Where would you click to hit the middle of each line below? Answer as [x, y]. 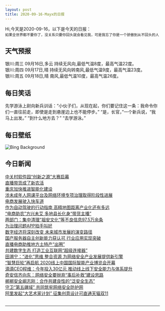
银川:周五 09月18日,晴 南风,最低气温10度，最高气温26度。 [63, 76]
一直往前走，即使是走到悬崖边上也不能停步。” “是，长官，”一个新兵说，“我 [82, 112]
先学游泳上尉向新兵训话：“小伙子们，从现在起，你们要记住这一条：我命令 [79, 106]
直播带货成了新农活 [25, 183]
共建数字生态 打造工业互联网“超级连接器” [46, 250]
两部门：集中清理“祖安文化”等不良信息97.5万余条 [54, 220]
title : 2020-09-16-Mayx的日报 [35, 14]
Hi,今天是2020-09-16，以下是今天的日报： [48, 29]
